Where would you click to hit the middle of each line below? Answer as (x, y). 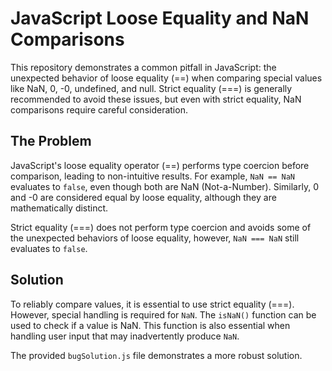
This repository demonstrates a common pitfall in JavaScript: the (143, 67)
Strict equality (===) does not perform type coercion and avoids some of (161, 227)
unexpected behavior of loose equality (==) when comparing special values (166, 78)
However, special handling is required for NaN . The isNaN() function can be (163, 314)
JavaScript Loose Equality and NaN (160, 18)
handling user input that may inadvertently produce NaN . (125, 336)
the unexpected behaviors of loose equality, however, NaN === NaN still (155, 238)
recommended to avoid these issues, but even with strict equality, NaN (156, 99)
